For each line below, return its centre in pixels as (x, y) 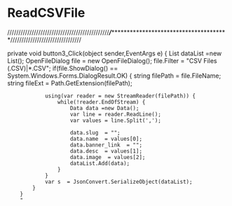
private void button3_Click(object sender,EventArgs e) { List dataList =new (115, 53)
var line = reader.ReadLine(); (115, 114)
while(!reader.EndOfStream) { (101, 102)
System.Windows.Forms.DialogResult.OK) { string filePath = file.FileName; (114, 76)
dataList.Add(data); (100, 163)
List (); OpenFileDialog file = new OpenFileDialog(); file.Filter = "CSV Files (112, 60)
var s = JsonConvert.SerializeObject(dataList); (118, 181)
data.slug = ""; (95, 132)
